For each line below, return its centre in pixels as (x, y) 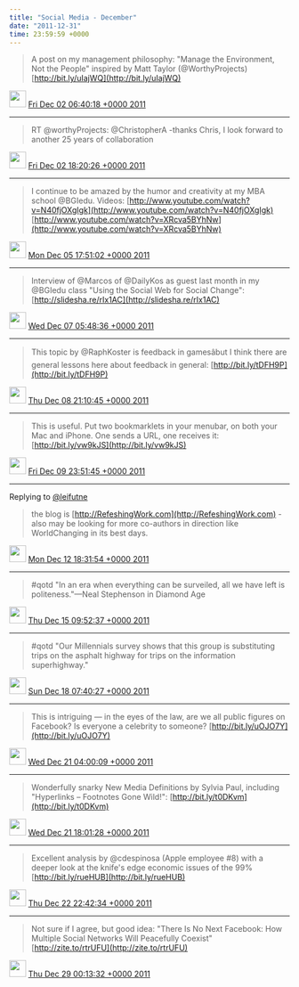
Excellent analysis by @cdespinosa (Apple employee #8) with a (147, 858)
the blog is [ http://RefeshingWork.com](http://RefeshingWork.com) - (156, 514)
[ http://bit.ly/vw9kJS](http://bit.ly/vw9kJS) (109, 445)
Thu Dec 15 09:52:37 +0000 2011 (89, 621)
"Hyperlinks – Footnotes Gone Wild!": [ (102, 797)
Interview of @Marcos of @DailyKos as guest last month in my (145, 281)
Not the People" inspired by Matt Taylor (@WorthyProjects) (139, 69)
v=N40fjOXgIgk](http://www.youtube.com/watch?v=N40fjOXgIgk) (152, 210)
